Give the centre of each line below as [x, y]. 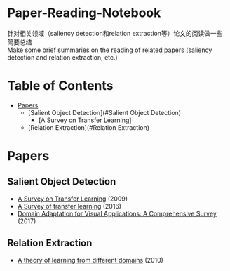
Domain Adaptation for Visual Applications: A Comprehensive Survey [117, 213]
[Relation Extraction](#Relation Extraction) [88, 127]
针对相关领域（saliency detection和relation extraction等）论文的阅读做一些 [115, 33]
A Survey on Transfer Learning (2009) [73, 199]
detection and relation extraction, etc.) [62, 57]
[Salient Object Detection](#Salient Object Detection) [104, 112]
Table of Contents [60, 86]
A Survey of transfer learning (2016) [69, 206]
